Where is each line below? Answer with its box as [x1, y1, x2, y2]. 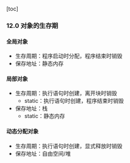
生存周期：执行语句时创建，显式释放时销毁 [15, 142, 123, 150]
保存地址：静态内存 [15, 60, 64, 68]
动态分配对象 [6, 127, 38, 134]
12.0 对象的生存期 [6, 21, 59, 30]
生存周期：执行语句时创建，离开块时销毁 [15, 89, 117, 97]
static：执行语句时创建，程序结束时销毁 [24, 97, 124, 105]
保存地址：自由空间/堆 [15, 150, 71, 157]
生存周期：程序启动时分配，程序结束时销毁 [15, 52, 123, 60]
